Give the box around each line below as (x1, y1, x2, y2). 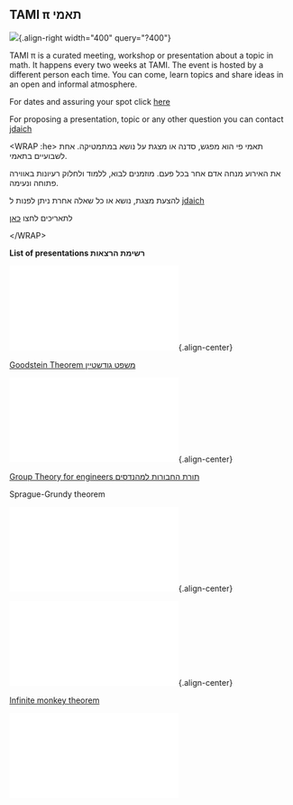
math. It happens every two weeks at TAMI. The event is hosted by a (9, 59, 264, 70)
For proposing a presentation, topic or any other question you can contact (9, 113, 284, 125)
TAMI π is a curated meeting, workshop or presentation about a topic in (9, 50, 274, 61)
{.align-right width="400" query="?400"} (18, 32, 171, 43)
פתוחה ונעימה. (9, 177, 59, 188)
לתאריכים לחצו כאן (9, 212, 73, 223)
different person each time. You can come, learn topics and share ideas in (9, 69, 284, 80)
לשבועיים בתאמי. (9, 150, 68, 161)
